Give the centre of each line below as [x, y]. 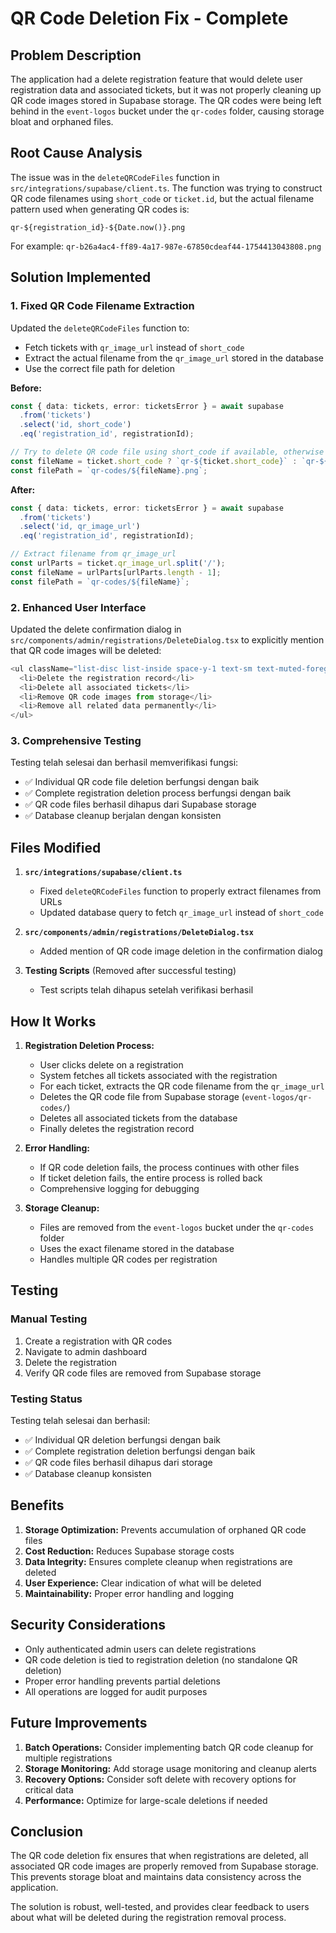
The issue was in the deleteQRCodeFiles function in [115, 177]
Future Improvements [79, 1723]
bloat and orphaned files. [62, 121]
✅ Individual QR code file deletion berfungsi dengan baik [142, 782]
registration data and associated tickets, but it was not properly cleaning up [166, 90]
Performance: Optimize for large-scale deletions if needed [146, 1800]
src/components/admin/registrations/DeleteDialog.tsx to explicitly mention [167, 639]
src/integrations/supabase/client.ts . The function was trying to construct [166, 188]
